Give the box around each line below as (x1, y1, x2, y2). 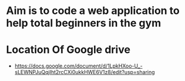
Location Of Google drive (6, 43, 131, 57)
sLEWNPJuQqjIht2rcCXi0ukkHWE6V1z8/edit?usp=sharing (14, 69, 155, 76)
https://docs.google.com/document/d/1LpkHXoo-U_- (14, 62, 143, 69)
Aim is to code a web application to (6, 4, 180, 17)
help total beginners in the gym (6, 16, 162, 30)
